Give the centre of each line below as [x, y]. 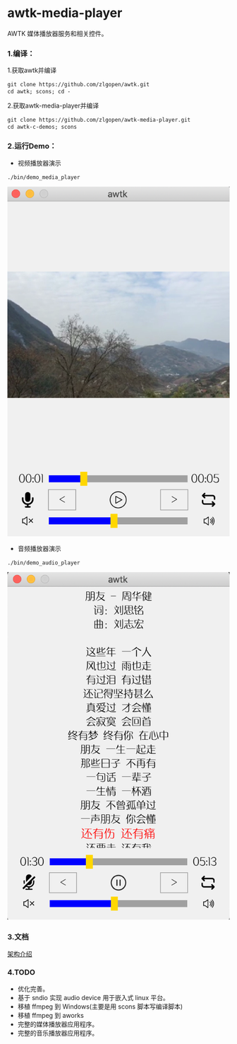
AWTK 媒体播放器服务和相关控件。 [57, 33]
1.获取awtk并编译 [32, 70]
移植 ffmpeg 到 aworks [51, 1015]
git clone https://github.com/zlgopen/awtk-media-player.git [99, 120]
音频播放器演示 [39, 549]
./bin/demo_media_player [44, 177]
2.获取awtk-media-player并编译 [53, 106]
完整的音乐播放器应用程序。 [58, 1033]
